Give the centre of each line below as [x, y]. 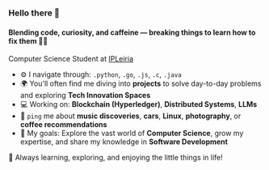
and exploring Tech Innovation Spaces [85, 96]
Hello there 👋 [34, 13]
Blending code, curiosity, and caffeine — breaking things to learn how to [132, 32]
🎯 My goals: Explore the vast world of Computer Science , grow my [132, 134]
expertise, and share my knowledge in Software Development [124, 142]
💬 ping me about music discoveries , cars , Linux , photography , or [130, 116]
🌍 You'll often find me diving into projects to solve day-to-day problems [141, 83]
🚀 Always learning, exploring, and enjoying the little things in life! [116, 158]
